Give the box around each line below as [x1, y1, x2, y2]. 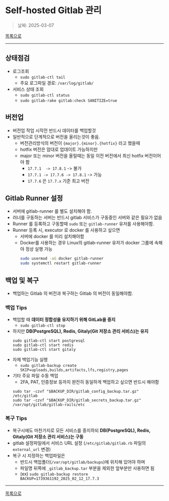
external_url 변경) [12, 446, 51, 452]
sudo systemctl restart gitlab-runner [20, 261, 102, 266]
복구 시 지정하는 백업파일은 [12, 452, 65, 459]
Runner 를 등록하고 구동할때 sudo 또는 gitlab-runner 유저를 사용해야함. [12, 221, 154, 227]
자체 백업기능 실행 [12, 356, 48, 363]
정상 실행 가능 [25, 246, 53, 252]
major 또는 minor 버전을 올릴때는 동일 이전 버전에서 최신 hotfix [20, 152, 144, 159]
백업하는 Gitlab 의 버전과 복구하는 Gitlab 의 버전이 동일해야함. [12, 290, 133, 296]
